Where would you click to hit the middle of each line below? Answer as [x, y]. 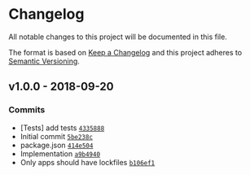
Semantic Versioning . [44, 61]
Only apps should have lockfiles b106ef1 [88, 162]
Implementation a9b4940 [60, 153]
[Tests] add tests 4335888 [62, 128]
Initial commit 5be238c [57, 136]
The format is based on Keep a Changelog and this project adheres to [125, 52]
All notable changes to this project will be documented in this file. [118, 37]
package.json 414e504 [57, 145]
